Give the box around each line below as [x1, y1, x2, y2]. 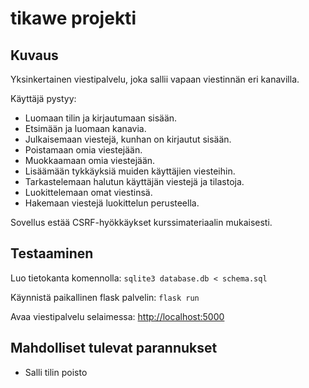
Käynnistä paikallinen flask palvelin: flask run [10, 291, 200, 303]
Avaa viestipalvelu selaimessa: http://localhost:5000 [10, 310, 225, 322]
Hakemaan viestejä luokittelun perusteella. [24, 197, 200, 209]
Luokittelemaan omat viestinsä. [24, 187, 153, 198]
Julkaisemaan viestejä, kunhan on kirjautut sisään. [24, 133, 232, 145]
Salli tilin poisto [24, 366, 88, 378]
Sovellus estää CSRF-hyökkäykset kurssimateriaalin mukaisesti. [10, 217, 273, 228]
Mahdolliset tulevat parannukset [10, 340, 218, 357]
